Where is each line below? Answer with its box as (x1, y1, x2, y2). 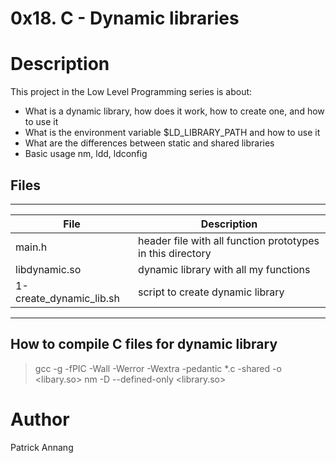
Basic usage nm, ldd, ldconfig (24, 148, 148, 160)
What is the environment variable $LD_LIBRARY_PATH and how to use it (24, 127, 321, 139)
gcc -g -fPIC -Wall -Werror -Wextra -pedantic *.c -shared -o (34, 362, 282, 374)
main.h (15, 240, 48, 254)
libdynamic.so (15, 262, 82, 276)
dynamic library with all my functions (138, 262, 311, 276)
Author (10, 408, 70, 431)
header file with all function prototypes (138, 233, 320, 247)
